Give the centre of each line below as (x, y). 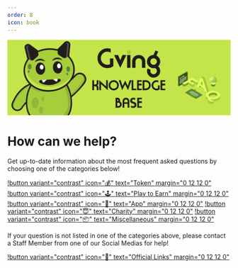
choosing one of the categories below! (64, 168)
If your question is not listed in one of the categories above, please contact (117, 235)
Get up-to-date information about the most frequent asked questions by (112, 161)
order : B (20, 15)
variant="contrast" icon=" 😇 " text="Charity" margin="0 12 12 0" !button (112, 211)
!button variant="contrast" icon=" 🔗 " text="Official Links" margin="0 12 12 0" (119, 257)
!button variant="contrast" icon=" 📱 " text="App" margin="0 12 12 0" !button (117, 203)
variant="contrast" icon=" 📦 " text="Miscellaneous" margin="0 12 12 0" (111, 219)
